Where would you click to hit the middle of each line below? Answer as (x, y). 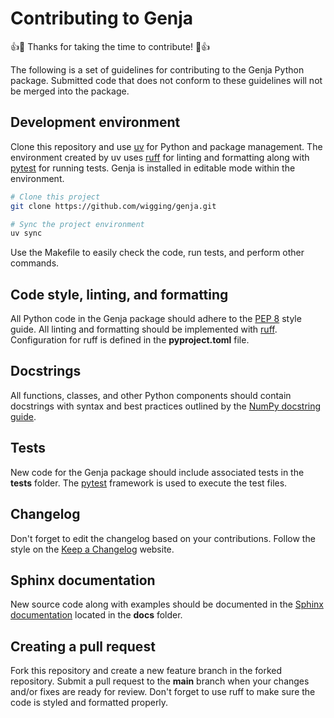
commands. (35, 263)
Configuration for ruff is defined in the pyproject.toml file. (130, 340)
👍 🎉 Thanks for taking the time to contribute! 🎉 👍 (110, 46)
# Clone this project (55, 197)
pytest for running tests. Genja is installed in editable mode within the (153, 168)
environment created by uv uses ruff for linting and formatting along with (160, 157)
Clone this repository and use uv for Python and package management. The (166, 146)
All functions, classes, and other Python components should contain (151, 395)
